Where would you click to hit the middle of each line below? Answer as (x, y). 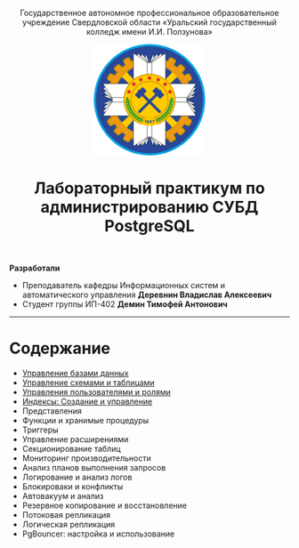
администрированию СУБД (149, 207)
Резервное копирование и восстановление (104, 505)
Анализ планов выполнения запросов (94, 467)
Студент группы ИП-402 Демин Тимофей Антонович (125, 304)
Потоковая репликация (66, 514)
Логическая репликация (69, 524)
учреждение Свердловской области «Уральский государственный (149, 22)
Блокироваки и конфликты (73, 486)
